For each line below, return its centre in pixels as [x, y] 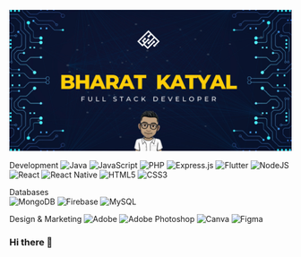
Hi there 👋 [31, 242]
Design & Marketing [46, 219]
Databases [29, 192]
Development [34, 165]
